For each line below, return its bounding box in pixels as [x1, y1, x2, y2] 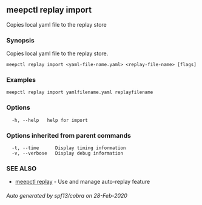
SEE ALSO [6, 164, 37, 172]
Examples [6, 76, 36, 84]
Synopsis [6, 36, 35, 44]
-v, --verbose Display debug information [12, 150, 123, 156]
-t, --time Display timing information [12, 145, 126, 151]
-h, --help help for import [12, 117, 88, 123]
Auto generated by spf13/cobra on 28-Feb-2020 [6, 192, 127, 199]
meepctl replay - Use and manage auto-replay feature [15, 178, 150, 186]
